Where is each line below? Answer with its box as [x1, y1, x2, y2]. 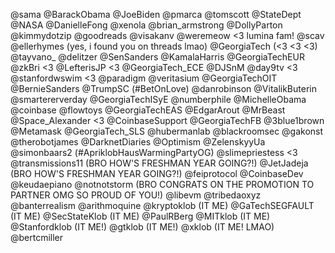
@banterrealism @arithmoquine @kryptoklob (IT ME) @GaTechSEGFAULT [10, 200, 315, 211]
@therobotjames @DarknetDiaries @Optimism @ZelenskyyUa [10, 136, 266, 148]
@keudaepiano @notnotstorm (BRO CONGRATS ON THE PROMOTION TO [10, 179, 315, 190]
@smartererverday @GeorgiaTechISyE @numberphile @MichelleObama [10, 94, 307, 105]
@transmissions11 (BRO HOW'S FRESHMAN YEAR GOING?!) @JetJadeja [10, 157, 309, 169]
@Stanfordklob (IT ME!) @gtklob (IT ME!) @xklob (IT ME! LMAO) [10, 221, 275, 233]
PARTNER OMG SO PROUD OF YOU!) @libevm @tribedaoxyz [10, 189, 262, 201]
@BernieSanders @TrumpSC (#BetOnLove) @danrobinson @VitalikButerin [10, 83, 317, 94]
